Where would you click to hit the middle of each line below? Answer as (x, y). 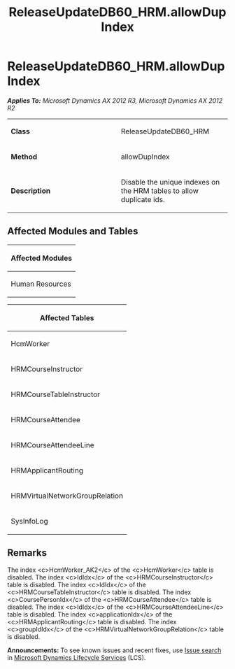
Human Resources (41, 284)
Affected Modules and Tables (73, 231)
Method (24, 157)
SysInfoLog (29, 521)
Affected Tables (67, 317)
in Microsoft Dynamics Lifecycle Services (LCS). (77, 657)
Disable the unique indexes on (171, 182)
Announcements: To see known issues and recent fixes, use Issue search (114, 650)
